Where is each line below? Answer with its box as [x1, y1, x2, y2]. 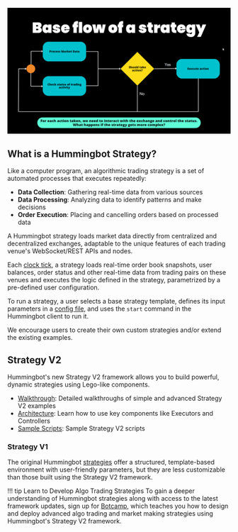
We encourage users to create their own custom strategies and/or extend [7, 326, 222, 334]
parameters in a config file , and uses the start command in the [7, 304, 192, 313]
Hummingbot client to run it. [7, 312, 89, 321]
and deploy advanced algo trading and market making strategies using [7, 509, 214, 518]
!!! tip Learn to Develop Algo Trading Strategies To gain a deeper [7, 487, 195, 495]
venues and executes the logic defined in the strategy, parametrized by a [7, 276, 221, 284]
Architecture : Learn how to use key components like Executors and [17, 409, 214, 418]
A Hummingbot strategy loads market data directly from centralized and [7, 232, 217, 240]
